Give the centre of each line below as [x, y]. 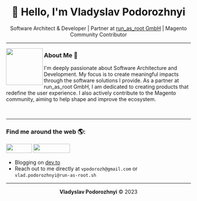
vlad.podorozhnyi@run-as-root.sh [55, 175]
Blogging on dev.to [37, 162]
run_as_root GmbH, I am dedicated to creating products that [116, 87]
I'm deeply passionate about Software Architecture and [111, 68]
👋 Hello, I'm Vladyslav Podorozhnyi [98, 12]
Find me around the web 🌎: [46, 132]
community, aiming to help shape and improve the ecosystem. [81, 99]
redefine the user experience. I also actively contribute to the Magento [91, 93]
